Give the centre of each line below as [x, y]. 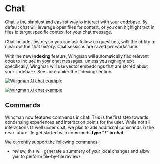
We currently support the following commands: [52, 142]
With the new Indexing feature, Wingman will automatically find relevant [77, 56]
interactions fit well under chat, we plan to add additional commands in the [80, 127]
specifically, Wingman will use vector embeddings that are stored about [77, 66]
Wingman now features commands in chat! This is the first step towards [77, 117]
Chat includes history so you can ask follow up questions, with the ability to [80, 41]
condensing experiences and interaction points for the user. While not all [78, 122]
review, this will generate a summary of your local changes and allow [81, 151]
